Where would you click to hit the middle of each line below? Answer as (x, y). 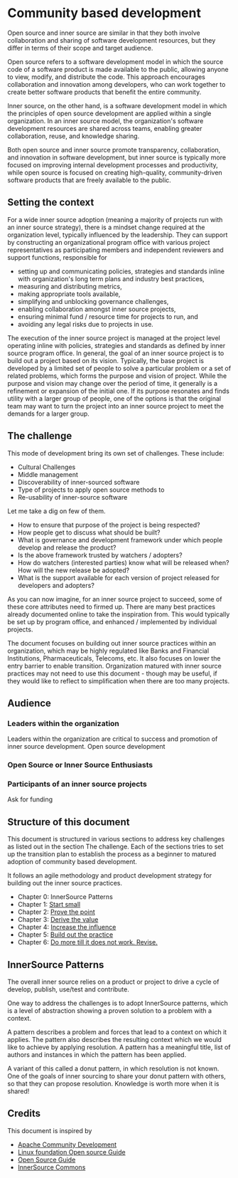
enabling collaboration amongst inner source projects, (97, 309)
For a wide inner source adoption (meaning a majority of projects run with (115, 219)
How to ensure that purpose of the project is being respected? (109, 525)
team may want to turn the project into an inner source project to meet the (115, 406)
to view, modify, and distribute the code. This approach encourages (107, 77)
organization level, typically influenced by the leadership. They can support (118, 235)
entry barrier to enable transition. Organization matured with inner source (114, 666)
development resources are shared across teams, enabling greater (105, 128)
